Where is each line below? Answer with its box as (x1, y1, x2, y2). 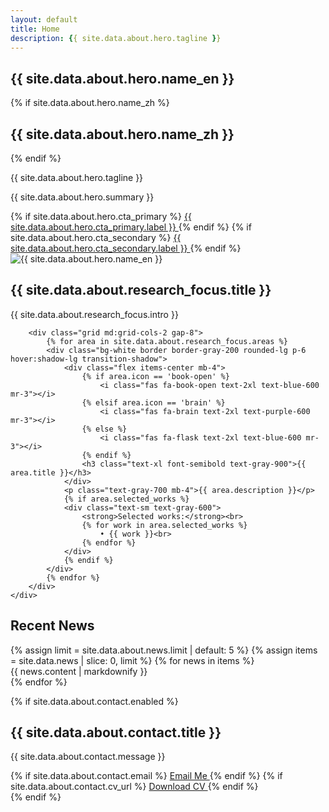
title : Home (10, 24, 60, 34)
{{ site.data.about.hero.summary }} (10, 191, 155, 203)
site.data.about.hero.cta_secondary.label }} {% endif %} (10, 242, 242, 254)
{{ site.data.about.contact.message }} (10, 751, 166, 763)
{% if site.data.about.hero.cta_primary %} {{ (10, 211, 192, 222)
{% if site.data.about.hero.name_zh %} (10, 97, 170, 109)
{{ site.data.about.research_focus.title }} (10, 282, 272, 299)
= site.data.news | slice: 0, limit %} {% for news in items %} (10, 654, 255, 666)
